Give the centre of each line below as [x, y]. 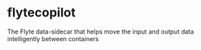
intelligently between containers [53, 38]
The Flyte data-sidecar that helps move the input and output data [101, 32]
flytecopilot [41, 13]
